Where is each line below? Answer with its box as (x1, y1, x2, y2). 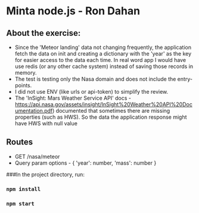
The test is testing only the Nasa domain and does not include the (14, 76, 176, 82)
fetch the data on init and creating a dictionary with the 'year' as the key (14, 50, 192, 57)
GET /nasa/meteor (14, 153, 60, 160)
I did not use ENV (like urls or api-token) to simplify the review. (14, 88, 169, 95)
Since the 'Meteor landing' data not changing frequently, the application (14, 44, 192, 51)
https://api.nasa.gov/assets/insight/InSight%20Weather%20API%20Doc (14, 101, 192, 108)
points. (14, 82, 32, 89)
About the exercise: (6, 28, 81, 38)
